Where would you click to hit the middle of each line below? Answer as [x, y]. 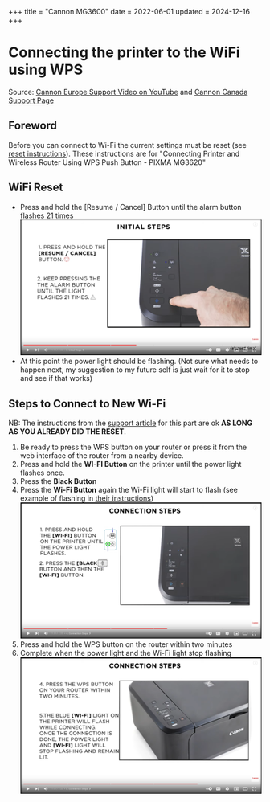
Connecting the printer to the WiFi [124, 53]
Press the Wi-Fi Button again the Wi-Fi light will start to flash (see [129, 489]
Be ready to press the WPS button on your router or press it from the [133, 447]
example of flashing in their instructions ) [87, 498]
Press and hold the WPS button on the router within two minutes [126, 644]
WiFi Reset [36, 188]
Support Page [31, 100]
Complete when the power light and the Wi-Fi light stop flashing [125, 653]
